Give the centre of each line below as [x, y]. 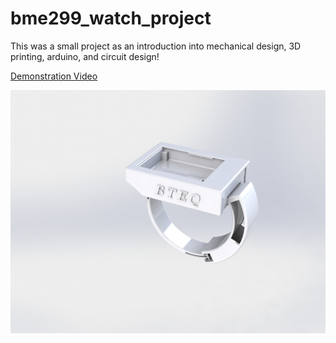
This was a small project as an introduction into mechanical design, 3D [156, 46]
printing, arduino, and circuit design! [85, 56]
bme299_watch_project [111, 18]
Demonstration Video [54, 76]
